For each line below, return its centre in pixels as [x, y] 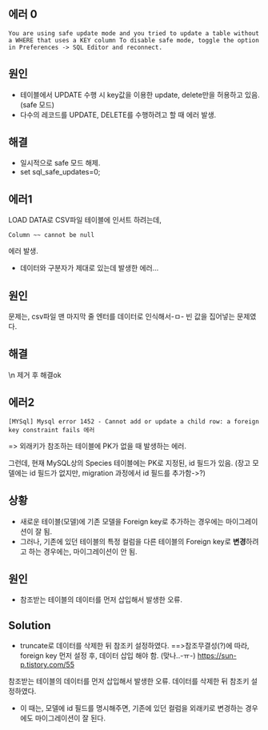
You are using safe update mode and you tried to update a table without [134, 33]
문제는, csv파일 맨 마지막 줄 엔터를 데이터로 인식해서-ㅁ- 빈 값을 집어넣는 [122, 317]
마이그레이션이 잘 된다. [70, 718]
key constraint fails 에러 [52, 430]
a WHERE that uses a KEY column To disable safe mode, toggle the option [134, 40]
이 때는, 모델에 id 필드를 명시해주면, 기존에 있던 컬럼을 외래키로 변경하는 [132, 708]
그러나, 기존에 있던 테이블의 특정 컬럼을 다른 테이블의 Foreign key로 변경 [133, 541]
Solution [30, 626]
